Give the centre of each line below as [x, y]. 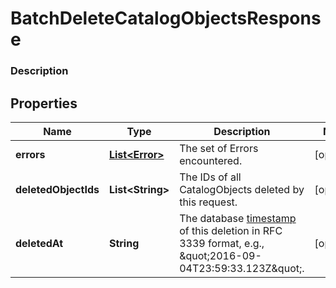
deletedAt [39, 243]
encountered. [211, 160]
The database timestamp [238, 218]
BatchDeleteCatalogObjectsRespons [166, 18]
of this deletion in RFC [231, 230]
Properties [44, 103]
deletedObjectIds [57, 189]
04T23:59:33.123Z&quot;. [242, 268]
